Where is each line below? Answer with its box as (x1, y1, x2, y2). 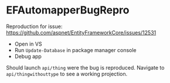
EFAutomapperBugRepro (6, 4, 130, 17)
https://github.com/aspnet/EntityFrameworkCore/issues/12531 (6, 29, 157, 36)
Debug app (14, 53, 42, 60)
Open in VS (14, 40, 42, 47)
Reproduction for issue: (6, 23, 63, 30)
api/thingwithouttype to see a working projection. (6, 70, 128, 77)
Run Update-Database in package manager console (14, 46, 137, 53)
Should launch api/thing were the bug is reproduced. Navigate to (6, 64, 165, 71)
